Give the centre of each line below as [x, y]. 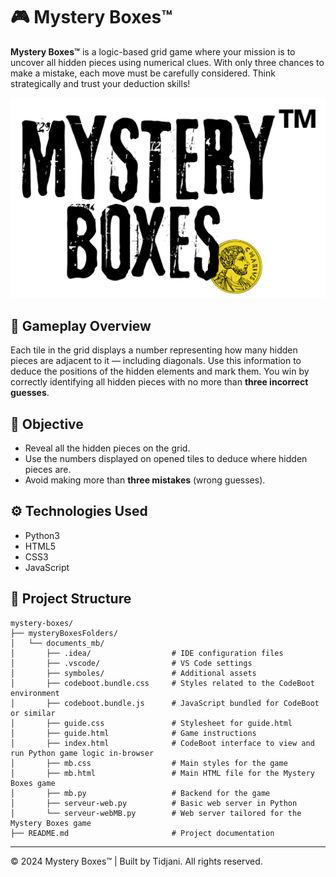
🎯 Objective [47, 424]
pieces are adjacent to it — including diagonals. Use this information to [156, 361]
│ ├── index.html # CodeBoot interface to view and [162, 743]
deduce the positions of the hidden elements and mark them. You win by [160, 371]
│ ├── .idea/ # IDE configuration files [147, 653]
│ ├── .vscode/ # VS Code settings [131, 663]
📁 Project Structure [71, 599]
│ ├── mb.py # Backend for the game [140, 793]
